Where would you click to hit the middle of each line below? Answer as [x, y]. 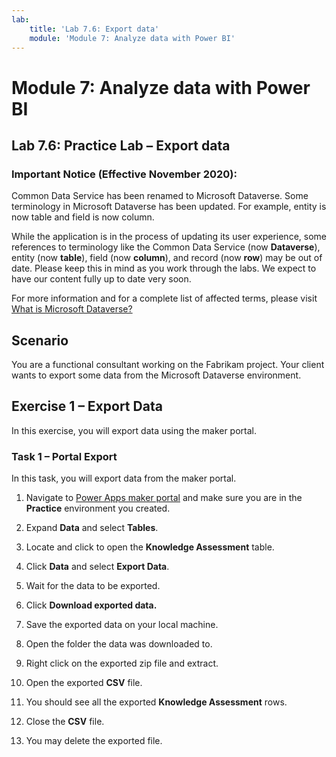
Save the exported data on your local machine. [122, 625]
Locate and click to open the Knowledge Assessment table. [150, 547]
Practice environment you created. [98, 508]
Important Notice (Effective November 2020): [124, 174]
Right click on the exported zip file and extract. [122, 663]
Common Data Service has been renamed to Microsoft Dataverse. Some [160, 196]
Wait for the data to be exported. [93, 586]
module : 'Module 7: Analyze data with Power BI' [132, 38]
